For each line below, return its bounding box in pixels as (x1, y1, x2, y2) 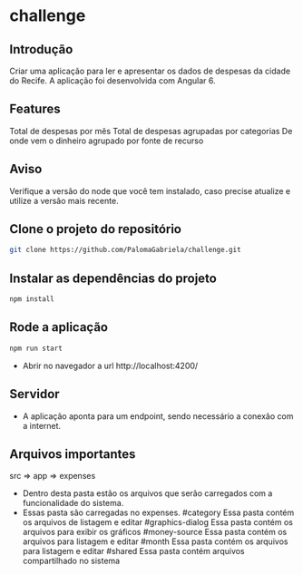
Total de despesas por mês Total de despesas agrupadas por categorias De (9, 125, 293, 136)
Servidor (9, 386, 61, 402)
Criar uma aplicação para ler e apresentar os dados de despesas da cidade (9, 65, 291, 76)
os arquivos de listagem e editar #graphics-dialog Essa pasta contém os (22, 517, 293, 528)
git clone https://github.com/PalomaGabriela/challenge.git (9, 246, 242, 255)
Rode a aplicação (9, 319, 109, 336)
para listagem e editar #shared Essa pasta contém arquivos (22, 546, 245, 557)
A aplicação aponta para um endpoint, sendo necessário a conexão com (22, 410, 294, 422)
